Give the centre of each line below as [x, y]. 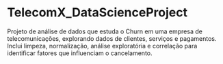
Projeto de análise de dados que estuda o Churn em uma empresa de [105, 31]
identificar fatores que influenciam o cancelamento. [80, 53]
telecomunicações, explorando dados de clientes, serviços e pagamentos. [112, 38]
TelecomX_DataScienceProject [97, 13]
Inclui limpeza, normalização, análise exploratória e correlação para [102, 46]
